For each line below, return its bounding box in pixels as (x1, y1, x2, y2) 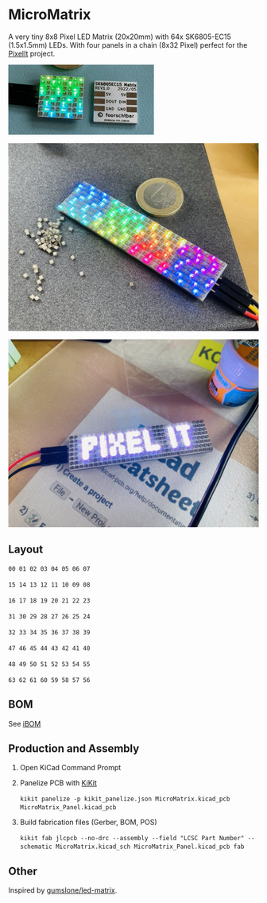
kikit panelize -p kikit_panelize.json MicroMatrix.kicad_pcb (19, 795, 230, 804)
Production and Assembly (8, 742, 140, 755)
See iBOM (8, 719, 41, 728)
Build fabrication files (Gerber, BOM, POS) (19, 817, 157, 827)
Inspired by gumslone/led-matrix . (8, 886, 118, 895)
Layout (8, 543, 44, 556)
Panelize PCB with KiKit (19, 778, 97, 788)
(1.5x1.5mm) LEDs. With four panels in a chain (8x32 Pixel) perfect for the (8, 40, 248, 49)
